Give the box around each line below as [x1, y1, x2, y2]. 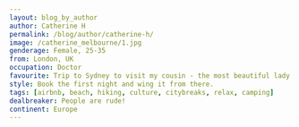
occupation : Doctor [9, 63, 82, 72]
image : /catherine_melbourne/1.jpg [9, 38, 142, 47]
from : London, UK [9, 55, 74, 63]
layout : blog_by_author [9, 13, 98, 22]
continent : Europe [9, 105, 78, 114]
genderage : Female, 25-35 [9, 47, 106, 55]
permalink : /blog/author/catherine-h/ [9, 30, 154, 38]
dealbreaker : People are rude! [9, 96, 126, 106]
